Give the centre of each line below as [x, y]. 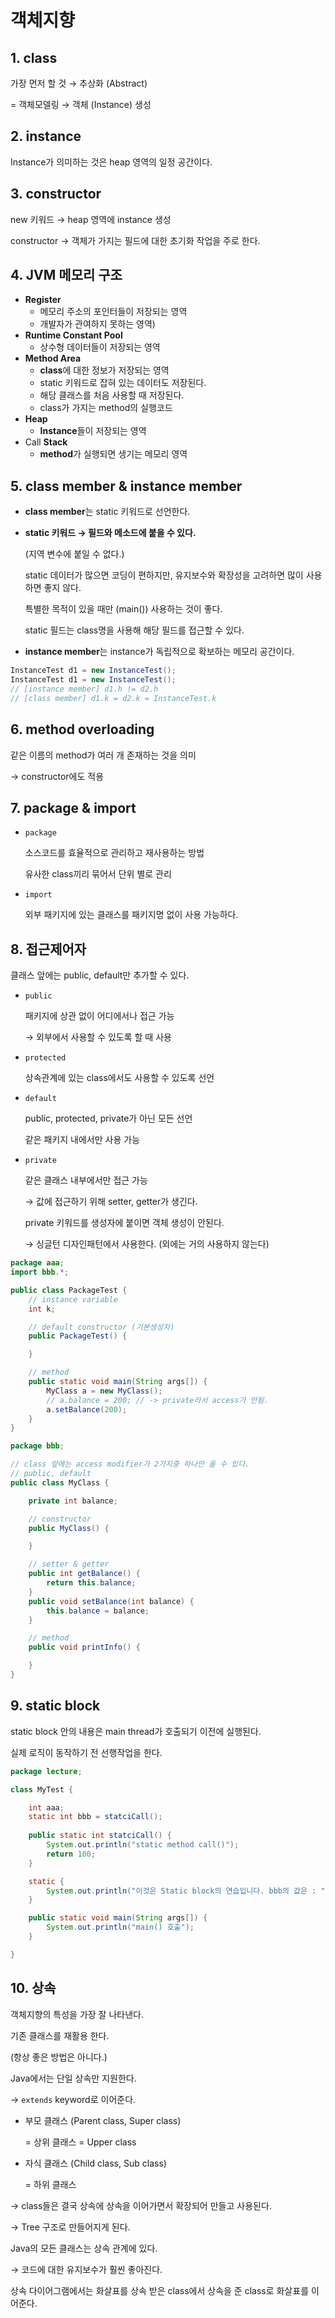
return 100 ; [71, 1854]
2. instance [46, 136]
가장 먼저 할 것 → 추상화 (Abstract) [79, 83]
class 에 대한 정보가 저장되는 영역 [104, 370]
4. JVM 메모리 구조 [66, 275]
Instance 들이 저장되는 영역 [93, 431]
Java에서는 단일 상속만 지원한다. [73, 2078]
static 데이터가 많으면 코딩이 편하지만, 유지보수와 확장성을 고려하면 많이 [164, 575]
